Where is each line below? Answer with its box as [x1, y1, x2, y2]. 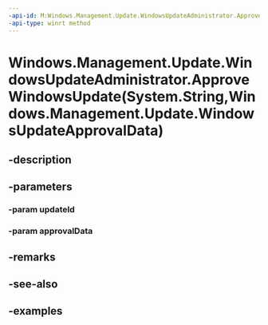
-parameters [8, 180, 73, 194]
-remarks [8, 250, 56, 264]
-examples [8, 304, 63, 318]
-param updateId [8, 204, 76, 216]
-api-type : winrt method [8, 19, 91, 27]
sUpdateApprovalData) [8, 121, 164, 140]
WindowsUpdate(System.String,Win [8, 87, 256, 105]
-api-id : [8, 11, 37, 20]
